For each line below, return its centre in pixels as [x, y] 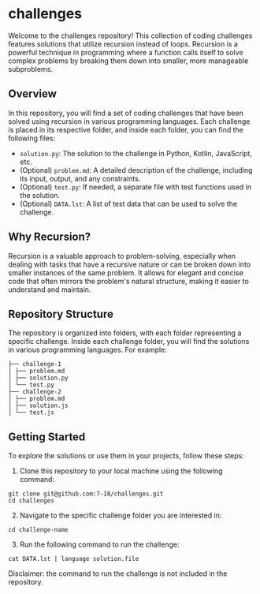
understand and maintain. [50, 290]
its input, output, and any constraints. [80, 178]
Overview [33, 94]
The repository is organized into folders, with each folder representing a [125, 333]
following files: [32, 138]
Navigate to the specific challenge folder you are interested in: [121, 516]
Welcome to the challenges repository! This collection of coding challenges [130, 35]
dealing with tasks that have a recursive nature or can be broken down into [129, 264]
